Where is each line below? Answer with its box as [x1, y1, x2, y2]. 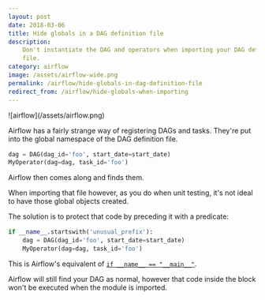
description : [8, 38, 51, 46]
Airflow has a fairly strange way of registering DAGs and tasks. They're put [8, 126, 252, 135]
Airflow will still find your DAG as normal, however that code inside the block [8, 274, 256, 283]
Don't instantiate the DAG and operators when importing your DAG [22, 46, 245, 54]
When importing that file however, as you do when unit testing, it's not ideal [8, 188, 254, 197]
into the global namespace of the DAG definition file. [8, 134, 178, 144]
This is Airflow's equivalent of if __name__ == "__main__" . [8, 259, 197, 268]
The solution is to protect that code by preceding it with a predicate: [8, 212, 229, 221]
